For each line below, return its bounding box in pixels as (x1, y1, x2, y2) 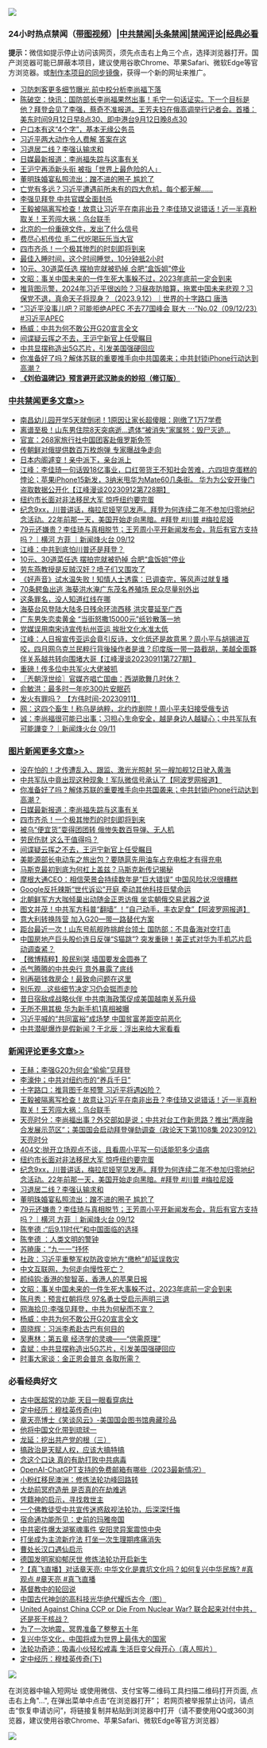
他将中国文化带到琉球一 (19, 1425, 97, 1435)
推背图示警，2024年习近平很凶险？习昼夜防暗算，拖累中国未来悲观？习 (19, 284, 253, 294)
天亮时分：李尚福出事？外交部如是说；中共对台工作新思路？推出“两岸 (19, 1115, 246, 1124)
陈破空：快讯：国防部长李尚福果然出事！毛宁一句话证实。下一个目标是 (19, 95, 250, 104)
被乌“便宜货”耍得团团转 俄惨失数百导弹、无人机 (19, 824, 175, 834)
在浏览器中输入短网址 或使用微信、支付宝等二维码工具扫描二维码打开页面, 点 (8, 1686, 258, 1695)
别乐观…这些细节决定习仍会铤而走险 (19, 983, 137, 993)
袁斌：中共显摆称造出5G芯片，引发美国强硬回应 (19, 1344, 176, 1354)
